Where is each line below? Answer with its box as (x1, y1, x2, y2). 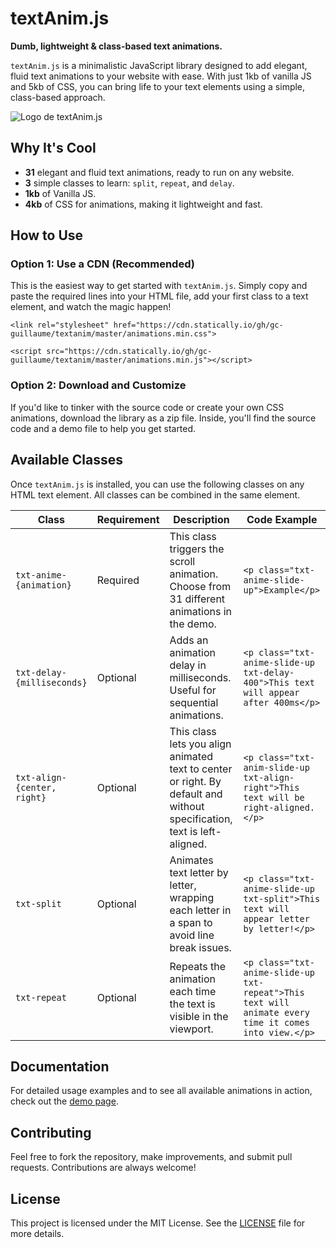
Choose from (169, 579, 232, 593)
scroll (169, 554, 196, 568)
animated (169, 749, 214, 763)
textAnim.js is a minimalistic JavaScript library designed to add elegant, (10, 59, 308, 71)
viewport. (169, 1022, 214, 1036)
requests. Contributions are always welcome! (10, 1162, 197, 1174)
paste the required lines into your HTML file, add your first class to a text (10, 290, 309, 302)
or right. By (169, 774, 222, 788)
